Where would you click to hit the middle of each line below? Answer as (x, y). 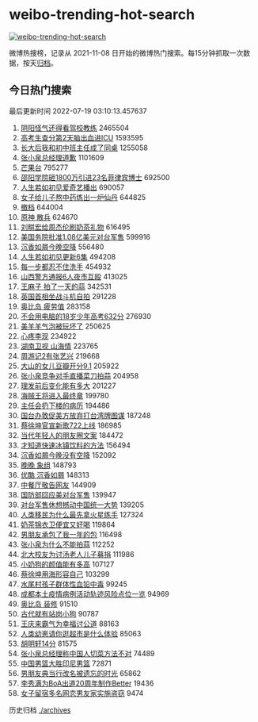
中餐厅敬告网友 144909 (58, 485)
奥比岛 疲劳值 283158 (55, 306)
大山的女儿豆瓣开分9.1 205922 (70, 366)
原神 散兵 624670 (49, 217)
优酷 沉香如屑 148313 (55, 474)
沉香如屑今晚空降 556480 (62, 247)
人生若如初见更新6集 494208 (68, 256)
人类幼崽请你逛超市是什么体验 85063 (81, 633)
